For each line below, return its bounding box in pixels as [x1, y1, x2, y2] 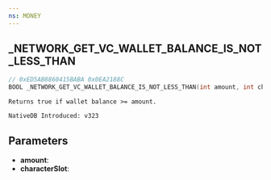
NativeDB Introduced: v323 [8, 112, 99, 120]
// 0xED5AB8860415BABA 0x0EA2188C [8, 76, 125, 84]
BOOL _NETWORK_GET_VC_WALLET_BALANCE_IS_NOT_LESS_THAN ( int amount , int [8, 83, 254, 91]
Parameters [8, 134, 69, 148]
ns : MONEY [8, 11, 42, 20]
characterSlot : [19, 164, 70, 174]
